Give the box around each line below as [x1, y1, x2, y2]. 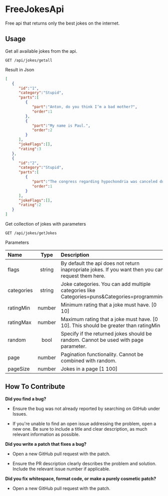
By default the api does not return [60, 260, 140, 267]
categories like [60, 287, 95, 293]
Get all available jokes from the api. [5, 48, 77, 54]
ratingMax [7, 319, 31, 326]
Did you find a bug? [5, 395, 46, 402]
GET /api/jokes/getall [5, 58, 52, 63]
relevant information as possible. [12, 431, 80, 437]
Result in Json [5, 66, 34, 72]
